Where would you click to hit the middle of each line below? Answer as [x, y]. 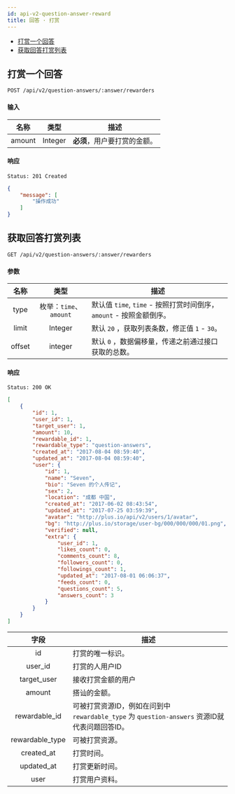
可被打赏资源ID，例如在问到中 [122, 706]
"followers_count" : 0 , [90, 563]
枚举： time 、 [61, 307]
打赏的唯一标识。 [101, 653]
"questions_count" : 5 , [90, 589]
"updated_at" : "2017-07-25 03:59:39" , [101, 511]
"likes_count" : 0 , [84, 550]
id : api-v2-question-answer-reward [59, 14]
